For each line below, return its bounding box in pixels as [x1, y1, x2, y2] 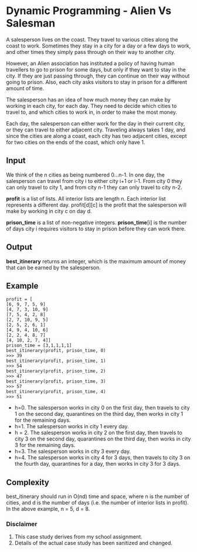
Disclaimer [6, 520, 38, 529]
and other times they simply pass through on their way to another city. [6, 48, 176, 55]
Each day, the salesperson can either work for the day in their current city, [6, 120, 185, 127]
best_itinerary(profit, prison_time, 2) [6, 368, 107, 374]
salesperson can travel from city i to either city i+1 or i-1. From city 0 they [6, 177, 183, 184]
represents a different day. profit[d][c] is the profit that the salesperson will [6, 201, 186, 208]
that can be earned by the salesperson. [6, 264, 101, 271]
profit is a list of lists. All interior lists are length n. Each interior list [6, 195, 166, 202]
